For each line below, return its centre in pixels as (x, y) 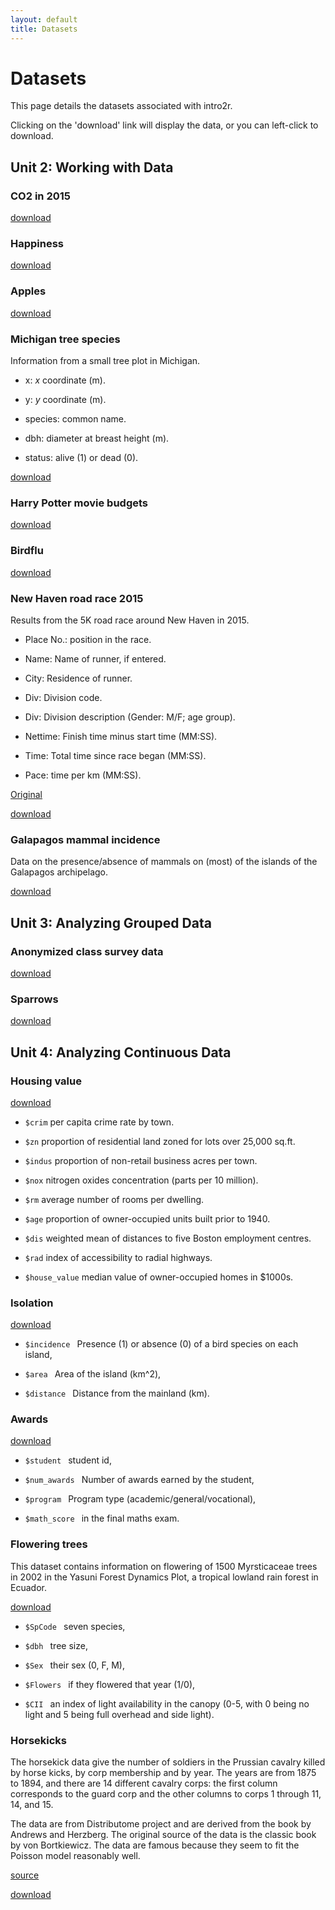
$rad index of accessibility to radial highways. (118, 1257)
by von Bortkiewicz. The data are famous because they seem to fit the (155, 1845)
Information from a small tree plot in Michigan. (105, 361)
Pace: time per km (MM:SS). (83, 775)
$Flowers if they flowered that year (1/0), (110, 1684)
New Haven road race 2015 (77, 598)
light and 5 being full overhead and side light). (119, 1714)
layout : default (44, 19)
